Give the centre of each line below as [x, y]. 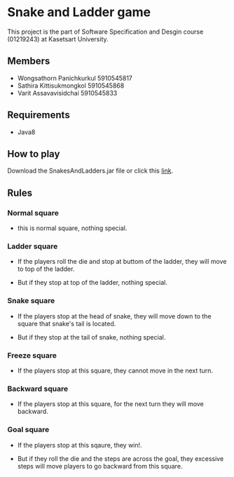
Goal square [28, 430]
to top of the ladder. [46, 269]
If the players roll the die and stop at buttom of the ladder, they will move [122, 262]
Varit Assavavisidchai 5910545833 [67, 93]
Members [29, 61]
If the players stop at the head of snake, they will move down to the [114, 316]
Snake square [31, 301]
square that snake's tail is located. [67, 323]
